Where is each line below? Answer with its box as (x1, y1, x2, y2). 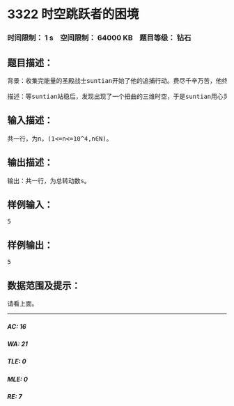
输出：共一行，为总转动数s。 (7, 177, 91, 185)
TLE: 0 (7, 357, 26, 366)
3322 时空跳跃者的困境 (7, 6, 139, 22)
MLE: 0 (7, 375, 28, 383)
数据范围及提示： (7, 279, 81, 291)
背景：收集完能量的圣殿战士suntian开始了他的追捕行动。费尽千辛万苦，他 (7, 77, 222, 84)
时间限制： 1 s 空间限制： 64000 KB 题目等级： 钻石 (7, 33, 192, 42)
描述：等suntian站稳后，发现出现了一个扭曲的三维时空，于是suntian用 (7, 92, 218, 100)
